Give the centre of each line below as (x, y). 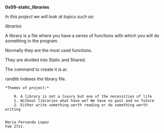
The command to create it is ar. (36, 69)
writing (13, 109)
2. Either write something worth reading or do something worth (81, 105)
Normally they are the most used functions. (49, 50)
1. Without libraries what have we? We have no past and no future (84, 101)
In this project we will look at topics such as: (50, 16)
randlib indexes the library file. (36, 79)
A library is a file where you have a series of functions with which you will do (82, 36)
